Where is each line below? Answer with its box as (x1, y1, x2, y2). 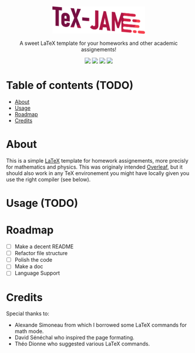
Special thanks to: (6, 310, 50, 317)
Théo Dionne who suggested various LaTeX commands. (14, 340, 150, 348)
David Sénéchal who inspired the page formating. (14, 334, 135, 341)
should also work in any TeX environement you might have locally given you (6, 169, 190, 177)
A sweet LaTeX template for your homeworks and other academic (19, 39, 178, 47)
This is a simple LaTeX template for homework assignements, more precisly (6, 157, 189, 164)
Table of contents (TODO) (6, 79, 134, 92)
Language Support (14, 269, 60, 277)
